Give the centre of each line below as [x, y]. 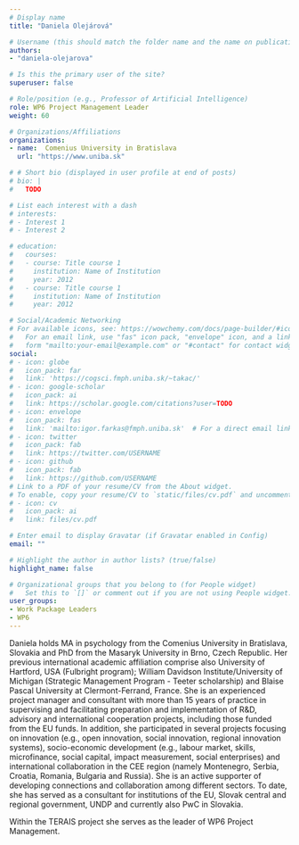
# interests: [33, 214]
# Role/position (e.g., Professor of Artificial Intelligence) [129, 99]
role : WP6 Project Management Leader [79, 107]
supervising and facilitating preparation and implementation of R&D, [133, 709]
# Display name [37, 17]
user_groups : [33, 601]
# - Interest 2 [37, 230]
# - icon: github [41, 462]
